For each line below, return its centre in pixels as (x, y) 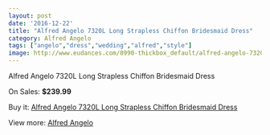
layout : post (30, 16)
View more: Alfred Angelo (51, 123)
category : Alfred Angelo (50, 38)
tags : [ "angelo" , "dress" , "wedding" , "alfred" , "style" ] (100, 46)
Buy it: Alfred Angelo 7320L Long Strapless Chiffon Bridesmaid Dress (123, 107)
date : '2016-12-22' (41, 23)
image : (19, 53)
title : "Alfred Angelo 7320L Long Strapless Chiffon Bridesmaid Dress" (131, 31)
